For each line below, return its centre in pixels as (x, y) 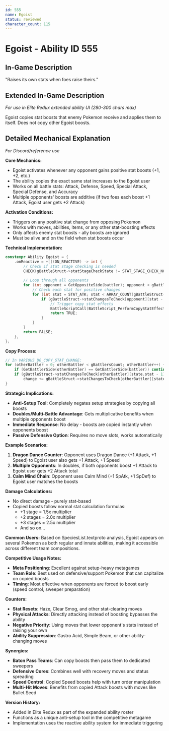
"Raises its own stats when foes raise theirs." (52, 80)
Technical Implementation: (34, 248)
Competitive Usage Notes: (33, 558)
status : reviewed (23, 19)
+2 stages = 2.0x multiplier (48, 517)
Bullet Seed (24, 692)
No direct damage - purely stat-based (52, 501)
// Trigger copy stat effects (82, 304)
